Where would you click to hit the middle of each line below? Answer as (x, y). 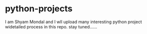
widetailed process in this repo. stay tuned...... (51, 26)
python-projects (39, 9)
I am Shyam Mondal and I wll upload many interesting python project (73, 22)
